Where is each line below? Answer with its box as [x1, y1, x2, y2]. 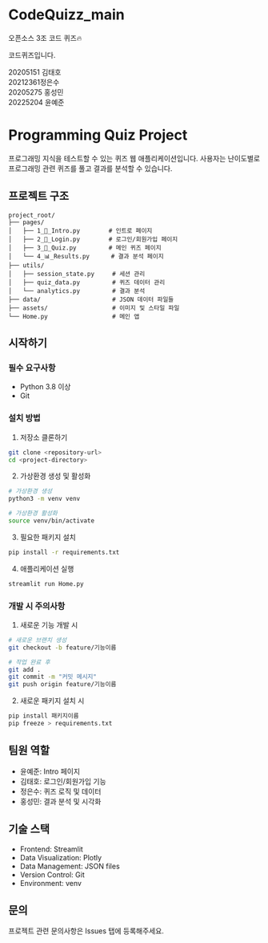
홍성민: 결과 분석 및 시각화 [19, 796, 102, 806]
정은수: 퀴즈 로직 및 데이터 [19, 787, 102, 796]
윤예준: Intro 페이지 [19, 766, 81, 776]
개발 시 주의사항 [8, 600, 66, 612]
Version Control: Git [19, 869, 86, 880]
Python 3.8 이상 [19, 382, 71, 392]
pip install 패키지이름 [8, 712, 79, 720]
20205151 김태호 [8, 67, 62, 77]
